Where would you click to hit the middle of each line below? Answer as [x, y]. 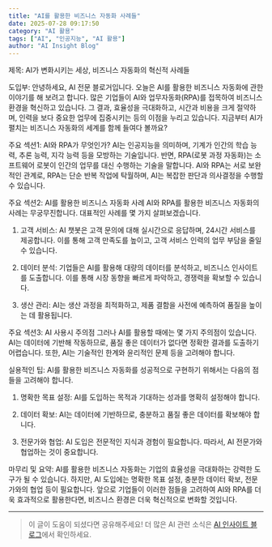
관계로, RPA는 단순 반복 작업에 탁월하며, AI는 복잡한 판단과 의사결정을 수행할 [143, 176]
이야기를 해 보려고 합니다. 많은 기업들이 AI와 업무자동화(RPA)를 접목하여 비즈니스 [136, 97]
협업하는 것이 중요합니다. [59, 452]
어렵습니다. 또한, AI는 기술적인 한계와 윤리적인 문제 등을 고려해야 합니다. [122, 353]
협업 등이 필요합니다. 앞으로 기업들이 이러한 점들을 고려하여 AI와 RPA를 [141, 489]
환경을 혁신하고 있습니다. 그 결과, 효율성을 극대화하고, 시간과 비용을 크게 [121, 108]
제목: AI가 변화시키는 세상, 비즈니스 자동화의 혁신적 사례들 [99, 71]
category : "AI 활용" [41, 31]
